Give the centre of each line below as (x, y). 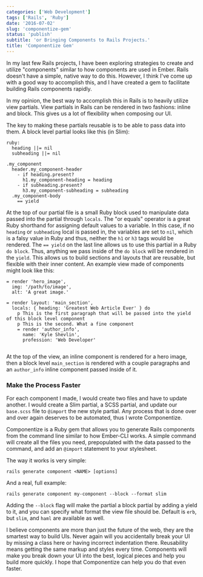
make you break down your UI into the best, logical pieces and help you (96, 556)
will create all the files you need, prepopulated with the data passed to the (98, 442)
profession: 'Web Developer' (59, 340)
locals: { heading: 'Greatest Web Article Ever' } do (81, 308)
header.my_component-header (47, 169)
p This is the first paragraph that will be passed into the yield (104, 313)
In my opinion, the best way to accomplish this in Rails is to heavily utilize (98, 100)
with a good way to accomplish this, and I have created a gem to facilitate (98, 82)
